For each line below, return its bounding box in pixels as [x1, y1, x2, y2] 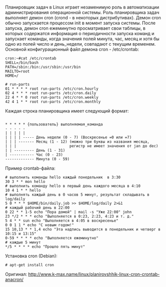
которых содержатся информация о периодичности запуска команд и [5, 31, 155, 36]
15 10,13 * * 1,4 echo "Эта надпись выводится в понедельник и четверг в [5, 227, 161, 232]
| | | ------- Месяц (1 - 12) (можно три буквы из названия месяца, [5, 139, 150, 144]
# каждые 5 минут [5, 240, 41, 245]
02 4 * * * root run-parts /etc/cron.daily [5, 91, 97, 96]
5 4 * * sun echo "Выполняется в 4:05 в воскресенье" [5, 218, 119, 223]
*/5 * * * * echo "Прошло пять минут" [5, 244, 85, 249]
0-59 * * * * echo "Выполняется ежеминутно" [5, 235, 99, 240]
